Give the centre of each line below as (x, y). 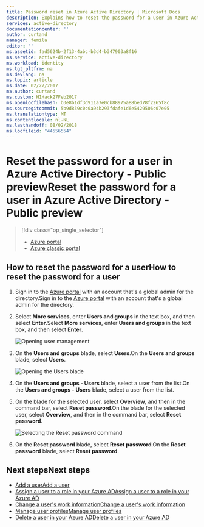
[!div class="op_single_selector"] (63, 230)
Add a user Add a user (42, 485)
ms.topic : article (29, 80)
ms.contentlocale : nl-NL (38, 120)
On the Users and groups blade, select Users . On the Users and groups (105, 353)
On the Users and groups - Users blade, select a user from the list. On (102, 383)
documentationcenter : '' (38, 29)
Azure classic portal (55, 248)
